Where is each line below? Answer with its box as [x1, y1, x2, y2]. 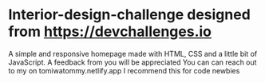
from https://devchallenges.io [8, 22, 212, 41]
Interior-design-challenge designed [8, 6, 251, 24]
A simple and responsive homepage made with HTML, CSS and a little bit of [8, 49, 258, 58]
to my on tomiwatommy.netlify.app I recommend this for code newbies [8, 65, 240, 75]
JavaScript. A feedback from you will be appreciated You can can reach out [8, 57, 257, 67]
